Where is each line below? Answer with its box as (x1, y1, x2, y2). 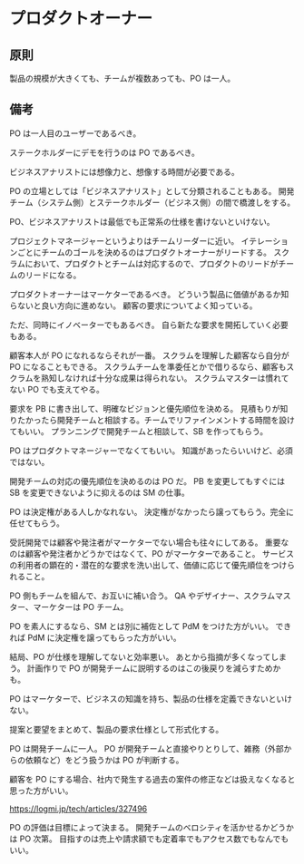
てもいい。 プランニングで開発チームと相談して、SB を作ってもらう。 (9, 425, 269, 436)
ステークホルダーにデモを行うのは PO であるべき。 (9, 147, 200, 158)
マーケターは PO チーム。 (33, 601, 129, 612)
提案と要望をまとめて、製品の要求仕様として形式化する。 (9, 723, 224, 734)
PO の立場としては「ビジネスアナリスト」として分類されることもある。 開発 (9, 185, 295, 196)
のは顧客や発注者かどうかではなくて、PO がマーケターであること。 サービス (9, 548, 295, 558)
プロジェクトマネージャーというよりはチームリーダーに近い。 (9, 235, 240, 246)
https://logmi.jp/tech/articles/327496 (9, 803, 148, 814)
